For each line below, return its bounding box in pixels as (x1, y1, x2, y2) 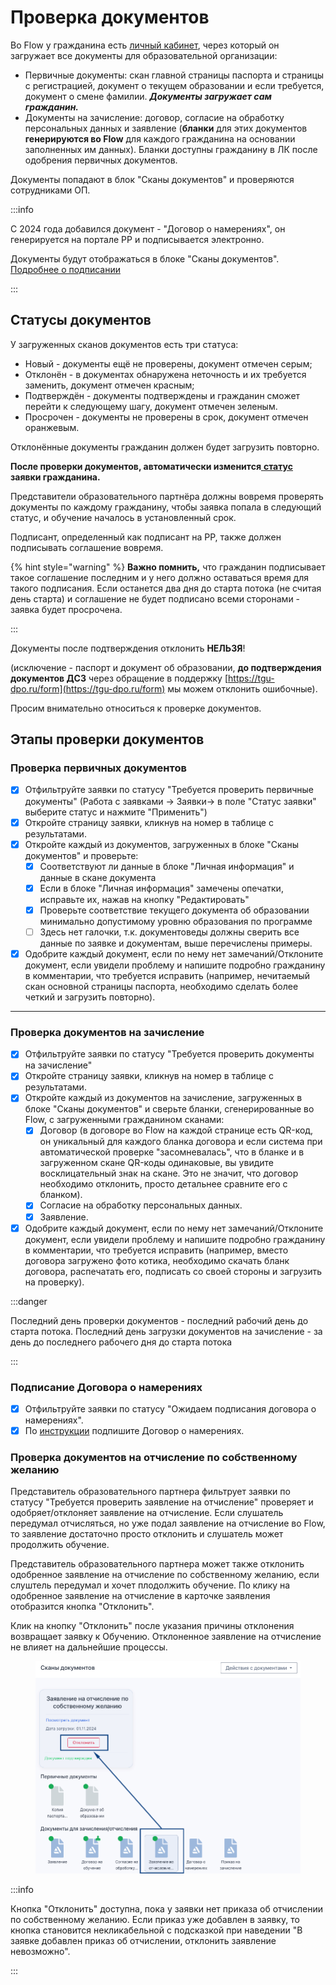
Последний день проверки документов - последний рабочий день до (10, 1314, 309, 1326)
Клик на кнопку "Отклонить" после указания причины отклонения (10, 1620, 295, 1632)
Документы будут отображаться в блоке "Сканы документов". (10, 252, 280, 265)
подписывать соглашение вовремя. (10, 541, 164, 553)
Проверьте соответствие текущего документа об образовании (39, 904, 310, 916)
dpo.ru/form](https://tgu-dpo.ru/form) (10, 682, 166, 695)
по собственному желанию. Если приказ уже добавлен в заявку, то (10, 1914, 300, 1926)
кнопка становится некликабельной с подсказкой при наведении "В (10, 1924, 303, 1936)
